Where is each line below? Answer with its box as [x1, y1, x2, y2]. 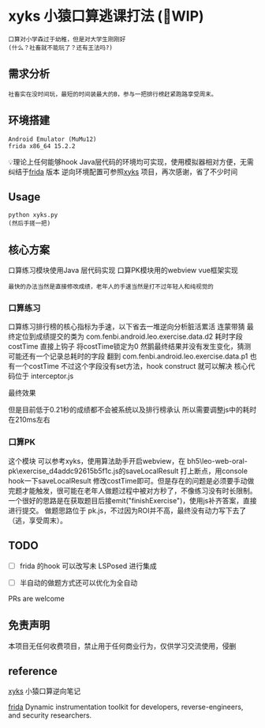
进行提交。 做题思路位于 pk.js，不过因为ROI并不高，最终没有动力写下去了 [8, 506, 247, 515]
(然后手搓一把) [8, 219, 51, 228]
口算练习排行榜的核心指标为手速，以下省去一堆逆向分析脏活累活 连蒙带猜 [8, 322, 245, 332]
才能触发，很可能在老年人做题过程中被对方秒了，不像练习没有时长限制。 [21, 486, 257, 495]
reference [8, 664, 58, 677]
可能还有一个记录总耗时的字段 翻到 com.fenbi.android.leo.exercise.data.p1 [8, 351, 248, 361]
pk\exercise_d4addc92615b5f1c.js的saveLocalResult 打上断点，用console [8, 466, 248, 476]
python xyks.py [8, 211, 58, 219]
